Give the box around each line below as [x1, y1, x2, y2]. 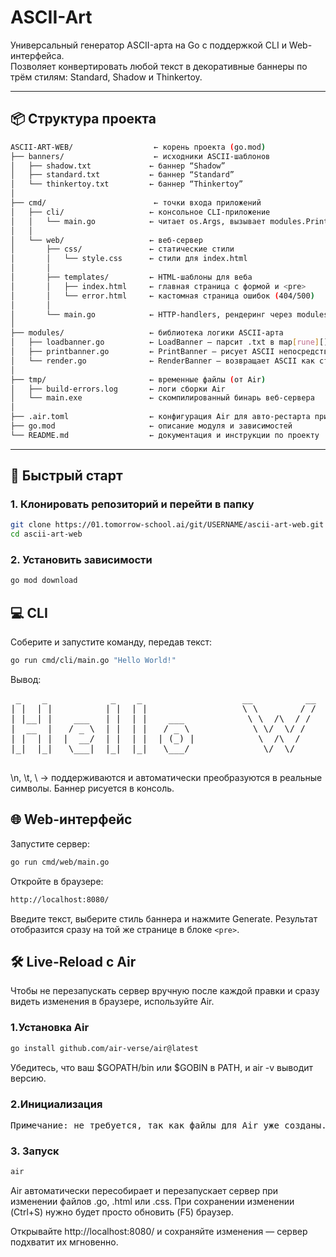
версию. [10, 1072, 47, 1084]
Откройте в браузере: [10, 875, 104, 887]
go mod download [10, 576, 78, 586]
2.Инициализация [10, 1097, 103, 1111]
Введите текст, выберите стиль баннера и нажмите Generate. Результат [10, 912, 318, 925]
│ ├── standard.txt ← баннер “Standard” [10, 170, 235, 180]
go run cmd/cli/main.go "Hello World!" [10, 656, 177, 666]
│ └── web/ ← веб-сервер [10, 235, 203, 245]
